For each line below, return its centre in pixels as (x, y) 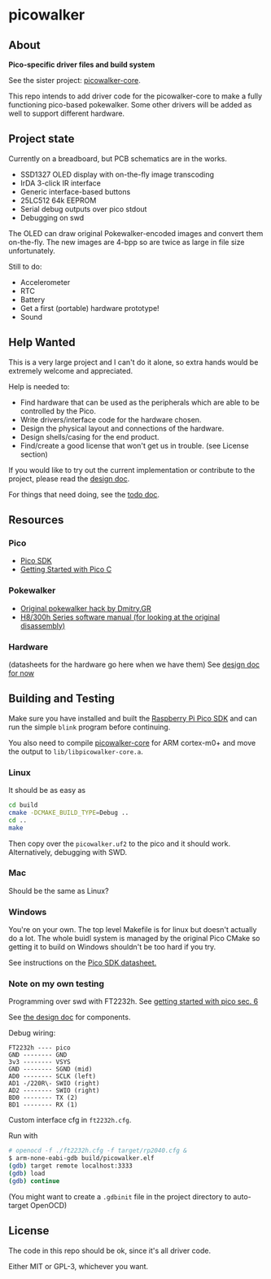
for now (22, 672)
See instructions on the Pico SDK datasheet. (83, 963)
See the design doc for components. (70, 1017)
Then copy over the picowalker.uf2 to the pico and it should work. (120, 843)
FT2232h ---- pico (39, 1048)
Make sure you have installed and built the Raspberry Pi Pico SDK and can (133, 718)
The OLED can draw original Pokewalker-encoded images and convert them (136, 233)
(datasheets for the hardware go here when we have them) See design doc (134, 664)
